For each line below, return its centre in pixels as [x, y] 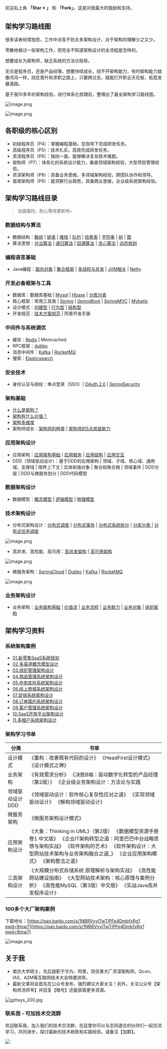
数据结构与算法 [23, 225]
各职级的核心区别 [31, 131]
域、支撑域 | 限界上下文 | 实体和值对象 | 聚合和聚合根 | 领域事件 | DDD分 [85, 467]
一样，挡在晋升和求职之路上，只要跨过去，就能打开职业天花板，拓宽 [88, 77]
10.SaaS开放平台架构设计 [38, 714]
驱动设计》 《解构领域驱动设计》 [67, 802]
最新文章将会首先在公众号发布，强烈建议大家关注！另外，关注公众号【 [84, 984]
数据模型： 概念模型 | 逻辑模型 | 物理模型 [53, 499]
